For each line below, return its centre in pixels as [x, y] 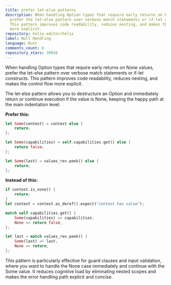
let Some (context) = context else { [44, 124]
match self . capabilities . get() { [41, 213]
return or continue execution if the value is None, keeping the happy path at [84, 99]
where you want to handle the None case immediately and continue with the [85, 266]
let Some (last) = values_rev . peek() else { [52, 161]
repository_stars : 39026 [32, 53]
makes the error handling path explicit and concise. [59, 277]
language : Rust [21, 43]
